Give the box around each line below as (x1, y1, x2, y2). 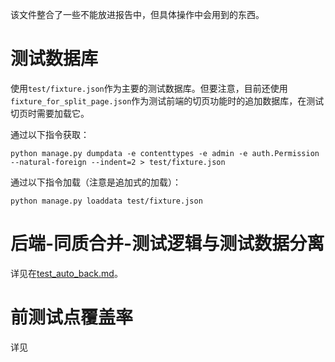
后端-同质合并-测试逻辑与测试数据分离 (10, 233, 325, 255)
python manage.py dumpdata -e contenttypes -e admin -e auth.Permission (10, 148, 320, 158)
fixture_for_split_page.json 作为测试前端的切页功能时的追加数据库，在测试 (10, 94, 325, 107)
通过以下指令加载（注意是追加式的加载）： (10, 176, 182, 188)
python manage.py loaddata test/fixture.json (10, 196, 203, 206)
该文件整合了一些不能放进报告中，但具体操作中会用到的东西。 (10, 9, 265, 20)
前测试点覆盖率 (10, 306, 134, 329)
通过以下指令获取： (10, 128, 90, 140)
